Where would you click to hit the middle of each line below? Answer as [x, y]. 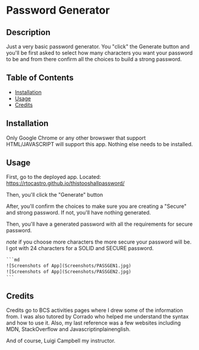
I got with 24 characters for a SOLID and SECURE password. [80, 248]
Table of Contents [40, 78]
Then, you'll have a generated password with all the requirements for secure [99, 224]
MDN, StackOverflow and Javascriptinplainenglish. [68, 329]
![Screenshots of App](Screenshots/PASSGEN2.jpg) [69, 272]
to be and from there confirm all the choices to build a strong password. [94, 59]
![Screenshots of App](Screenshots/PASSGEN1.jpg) [69, 266]
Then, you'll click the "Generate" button [55, 195]
